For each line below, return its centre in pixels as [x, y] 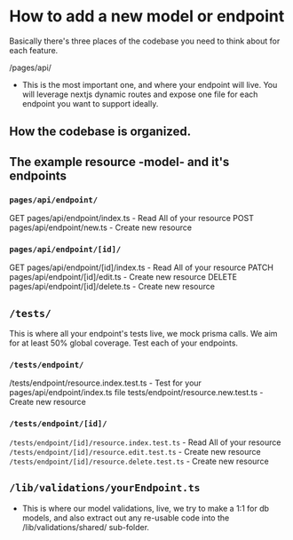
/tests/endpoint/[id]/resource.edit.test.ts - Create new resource [135, 451]
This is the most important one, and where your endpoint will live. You [150, 84]
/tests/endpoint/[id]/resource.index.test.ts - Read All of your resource [145, 442]
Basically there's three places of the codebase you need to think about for [145, 41]
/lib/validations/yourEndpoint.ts [105, 488]
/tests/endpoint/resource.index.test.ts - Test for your [106, 383]
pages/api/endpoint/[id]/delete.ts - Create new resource [112, 287]
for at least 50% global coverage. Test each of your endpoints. [123, 343]
